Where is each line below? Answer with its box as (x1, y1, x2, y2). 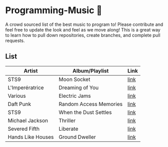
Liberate (59, 125, 78, 132)
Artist (23, 67, 38, 74)
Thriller (59, 117, 76, 124)
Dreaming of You (59, 84, 99, 91)
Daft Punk (8, 100, 31, 107)
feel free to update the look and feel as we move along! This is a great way (5, 26, 161, 32)
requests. (5, 38, 25, 44)
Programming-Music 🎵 (5, 5, 103, 16)
